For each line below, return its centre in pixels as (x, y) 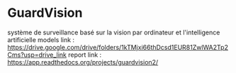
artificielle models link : (41, 39)
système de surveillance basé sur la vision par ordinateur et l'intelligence (114, 32)
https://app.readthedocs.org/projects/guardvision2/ (83, 62)
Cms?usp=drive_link (37, 55)
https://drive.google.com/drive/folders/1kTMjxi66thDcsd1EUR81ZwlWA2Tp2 (118, 47)
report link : (85, 55)
